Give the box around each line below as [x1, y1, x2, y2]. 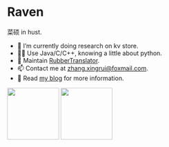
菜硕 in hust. [7, 28, 43, 36]
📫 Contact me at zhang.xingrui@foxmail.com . [17, 63, 148, 72]
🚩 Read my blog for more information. [17, 74, 124, 82]
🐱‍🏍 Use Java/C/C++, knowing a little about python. [17, 49, 162, 57]
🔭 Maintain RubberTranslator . [17, 56, 100, 64]
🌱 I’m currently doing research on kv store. [17, 41, 139, 50]
